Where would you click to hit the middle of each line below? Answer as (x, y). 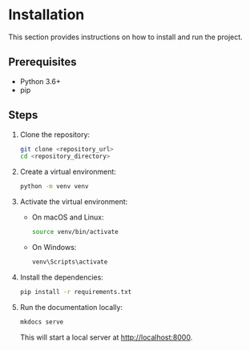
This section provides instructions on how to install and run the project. (125, 37)
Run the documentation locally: (71, 307)
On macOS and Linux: (68, 217)
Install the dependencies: (62, 277)
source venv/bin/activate (75, 232)
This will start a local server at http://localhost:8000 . (106, 337)
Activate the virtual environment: (74, 202)
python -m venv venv (54, 187)
